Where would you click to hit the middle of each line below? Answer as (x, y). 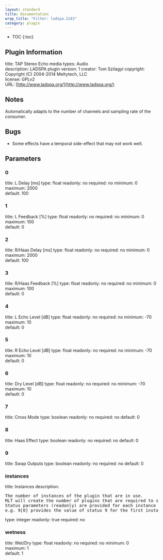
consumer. (16, 116)
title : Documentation (27, 14)
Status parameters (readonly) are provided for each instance (81, 506)
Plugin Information (34, 52)
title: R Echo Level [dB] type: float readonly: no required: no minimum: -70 (79, 350)
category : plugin (23, 23)
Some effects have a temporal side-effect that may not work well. (77, 143)
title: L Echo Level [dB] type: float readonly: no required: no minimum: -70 (78, 317)
